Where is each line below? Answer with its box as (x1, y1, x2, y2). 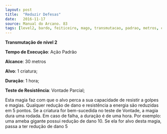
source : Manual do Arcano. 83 (5, 21, 68, 26)
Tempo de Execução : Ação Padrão (5, 49, 77, 55)
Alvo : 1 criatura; (5, 68, 38, 74)
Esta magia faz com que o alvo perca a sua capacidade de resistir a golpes (5, 97, 159, 103)
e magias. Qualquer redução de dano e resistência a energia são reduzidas (5, 102, 159, 108)
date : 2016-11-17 (5, 16, 46, 21)
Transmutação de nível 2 (5, 39, 58, 45)
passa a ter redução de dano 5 (5, 124, 68, 130)
